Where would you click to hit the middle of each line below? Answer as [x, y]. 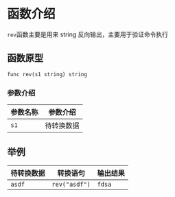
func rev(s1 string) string [47, 74]
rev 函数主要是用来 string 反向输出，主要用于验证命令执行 [87, 34]
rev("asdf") [71, 184]
